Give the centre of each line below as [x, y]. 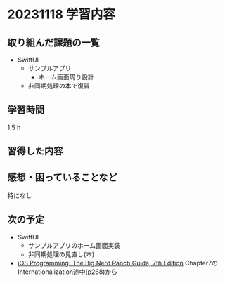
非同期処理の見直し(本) [61, 254]
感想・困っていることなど [63, 177]
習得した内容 [35, 151]
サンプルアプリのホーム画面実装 [74, 245]
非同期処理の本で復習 [59, 86]
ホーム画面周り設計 [66, 77]
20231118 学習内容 [62, 14]
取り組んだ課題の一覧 [53, 42]
